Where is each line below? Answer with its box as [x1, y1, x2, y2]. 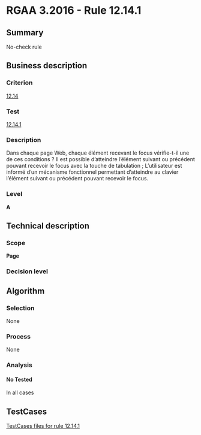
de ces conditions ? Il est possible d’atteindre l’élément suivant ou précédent [6, 156, 195, 163]
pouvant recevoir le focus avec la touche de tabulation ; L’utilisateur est [6, 162, 182, 170]
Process [6, 332, 31, 340]
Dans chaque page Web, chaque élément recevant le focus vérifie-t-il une [6, 149, 190, 156]
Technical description [6, 220, 90, 231]
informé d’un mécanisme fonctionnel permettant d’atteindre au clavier [6, 168, 179, 176]
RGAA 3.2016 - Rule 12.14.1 [6, 4, 142, 17]
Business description [6, 61, 88, 71]
